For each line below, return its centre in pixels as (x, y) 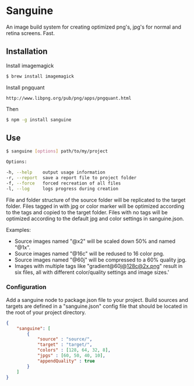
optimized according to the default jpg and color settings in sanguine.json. (95, 218)
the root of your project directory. (46, 312)
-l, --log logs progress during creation (62, 189)
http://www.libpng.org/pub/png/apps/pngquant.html (69, 98)
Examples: (18, 229)
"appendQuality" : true (66, 361)
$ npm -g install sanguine (39, 120)
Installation (27, 52)
